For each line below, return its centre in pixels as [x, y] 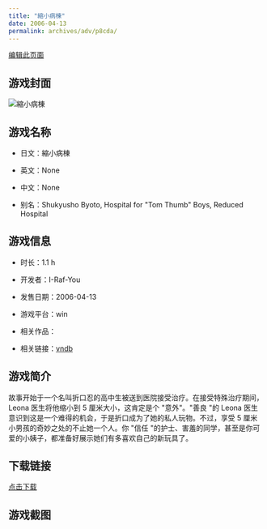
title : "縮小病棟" [37, 16]
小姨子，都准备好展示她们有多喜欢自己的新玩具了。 [107, 437]
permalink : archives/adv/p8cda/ [63, 31]
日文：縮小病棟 [45, 153]
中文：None [40, 188]
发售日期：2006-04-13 [58, 296]
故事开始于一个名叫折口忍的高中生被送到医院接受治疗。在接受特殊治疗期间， [136, 397]
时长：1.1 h [38, 262]
